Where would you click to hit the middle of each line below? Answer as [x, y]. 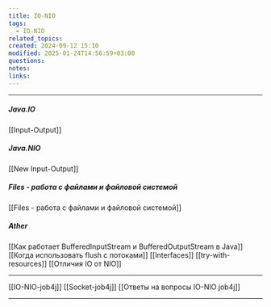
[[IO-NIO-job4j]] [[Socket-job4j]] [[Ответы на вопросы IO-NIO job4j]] [124, 287]
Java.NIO [25, 148]
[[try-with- [213, 254]
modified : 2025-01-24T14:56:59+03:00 [72, 53]
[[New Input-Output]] [44, 168]
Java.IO [22, 109]
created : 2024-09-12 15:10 [54, 46]
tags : [17, 23]
